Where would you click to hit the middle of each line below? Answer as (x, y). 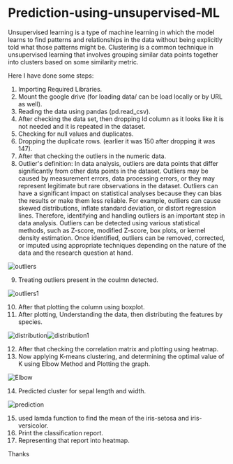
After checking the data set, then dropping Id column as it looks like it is (121, 119)
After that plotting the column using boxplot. (81, 307)
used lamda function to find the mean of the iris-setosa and (103, 418)
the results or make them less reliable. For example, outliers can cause (119, 200)
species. (30, 322)
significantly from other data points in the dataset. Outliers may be (113, 171)
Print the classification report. (61, 433)
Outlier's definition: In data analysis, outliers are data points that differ (118, 163)
